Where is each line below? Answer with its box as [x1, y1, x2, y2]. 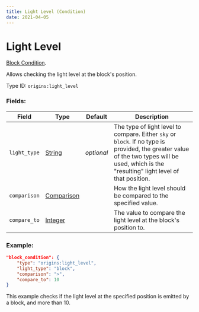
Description [135, 112, 169, 120]
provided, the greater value [113, 145, 190, 153]
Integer [45, 216, 66, 224]
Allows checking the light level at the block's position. [6, 71, 137, 78]
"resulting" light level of [113, 167, 179, 175]
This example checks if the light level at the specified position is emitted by [6, 293, 190, 300]
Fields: [6, 97, 27, 106]
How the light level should [113, 184, 186, 192]
